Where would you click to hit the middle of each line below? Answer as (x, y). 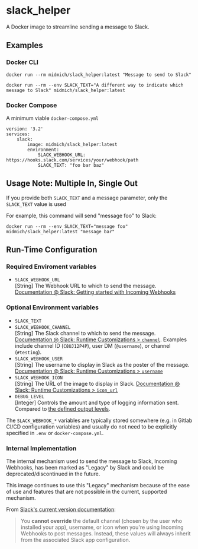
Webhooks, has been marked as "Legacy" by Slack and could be (85, 468)
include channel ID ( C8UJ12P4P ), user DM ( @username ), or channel (92, 345)
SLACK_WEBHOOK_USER (39, 359)
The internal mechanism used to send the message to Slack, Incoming (92, 461)
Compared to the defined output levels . (62, 409)
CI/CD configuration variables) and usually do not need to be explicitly (92, 426)
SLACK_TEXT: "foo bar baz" (71, 165)
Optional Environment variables (53, 307)
